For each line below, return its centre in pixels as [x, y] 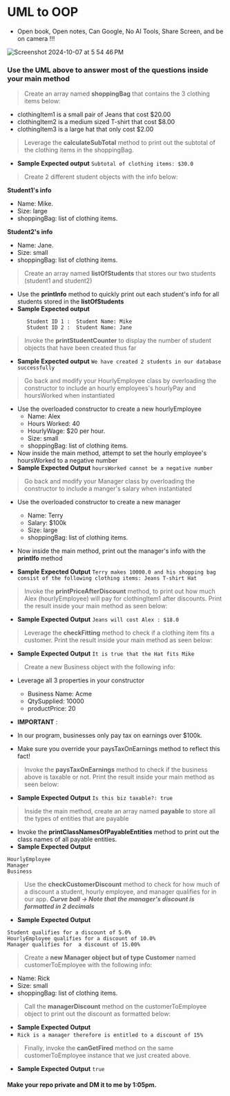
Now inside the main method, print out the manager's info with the [111, 551]
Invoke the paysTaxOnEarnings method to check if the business [116, 770]
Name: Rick [33, 978]
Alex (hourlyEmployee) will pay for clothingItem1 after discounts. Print [123, 599]
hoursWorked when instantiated [69, 396]
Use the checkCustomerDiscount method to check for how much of [122, 885]
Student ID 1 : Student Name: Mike [79, 322]
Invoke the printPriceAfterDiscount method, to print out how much [119, 591]
